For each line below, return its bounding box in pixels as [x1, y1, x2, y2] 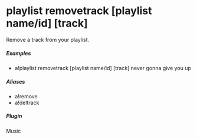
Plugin [6, 112, 22, 120]
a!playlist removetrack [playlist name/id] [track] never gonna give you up [14, 64, 192, 71]
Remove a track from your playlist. [6, 36, 90, 43]
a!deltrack [14, 99, 40, 106]
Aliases [6, 78, 25, 85]
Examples [6, 49, 31, 57]
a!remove [14, 92, 38, 100]
